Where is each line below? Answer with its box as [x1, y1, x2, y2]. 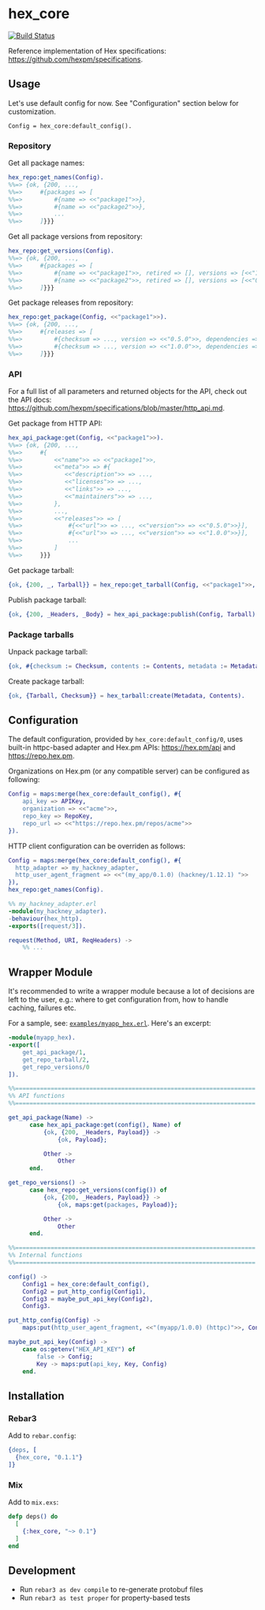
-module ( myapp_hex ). [8, 1034, 77, 1042]
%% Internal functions [8, 1252, 83, 1260]
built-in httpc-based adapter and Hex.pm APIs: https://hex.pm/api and [8, 743, 236, 752]
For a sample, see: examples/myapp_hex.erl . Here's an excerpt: [8, 1019, 211, 1028]
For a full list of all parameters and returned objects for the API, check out [8, 386, 247, 395]
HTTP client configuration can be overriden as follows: [8, 841, 186, 851]
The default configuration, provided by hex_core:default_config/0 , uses [8, 735, 243, 744]
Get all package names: [8, 159, 85, 168]
